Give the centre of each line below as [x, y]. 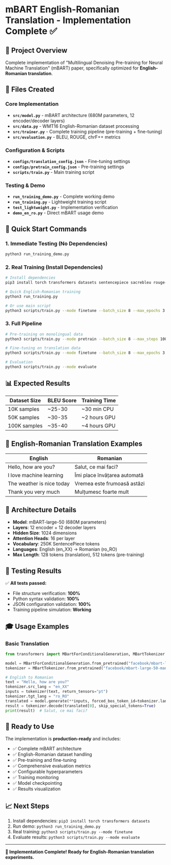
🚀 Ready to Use [30, 726]
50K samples [24, 417]
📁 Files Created [30, 90]
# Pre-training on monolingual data [44, 334]
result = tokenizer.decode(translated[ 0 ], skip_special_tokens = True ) [81, 706]
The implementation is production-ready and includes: [63, 739]
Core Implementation [32, 104]
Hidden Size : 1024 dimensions [45, 533]
